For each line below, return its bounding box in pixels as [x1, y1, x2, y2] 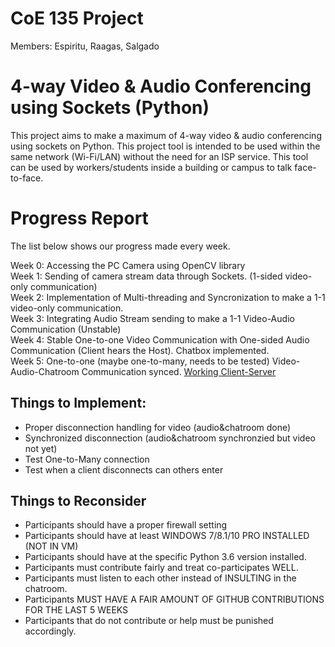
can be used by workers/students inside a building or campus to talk [10, 161, 293, 173]
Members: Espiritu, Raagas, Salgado [10, 40, 160, 52]
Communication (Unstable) [10, 323, 122, 335]
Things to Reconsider [10, 493, 147, 510]
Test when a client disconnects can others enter [24, 463, 224, 476]
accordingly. [24, 625, 77, 637]
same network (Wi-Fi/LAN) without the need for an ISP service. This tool [10, 150, 309, 162]
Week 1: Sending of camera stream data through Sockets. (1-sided [10, 270, 283, 282]
